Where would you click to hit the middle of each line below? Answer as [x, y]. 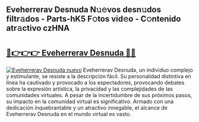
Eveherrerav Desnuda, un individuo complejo [138, 70]
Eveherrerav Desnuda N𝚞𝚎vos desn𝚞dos [84, 10]
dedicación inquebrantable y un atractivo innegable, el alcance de [87, 108]
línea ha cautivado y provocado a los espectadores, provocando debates [95, 83]
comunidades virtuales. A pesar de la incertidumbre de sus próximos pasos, [99, 95]
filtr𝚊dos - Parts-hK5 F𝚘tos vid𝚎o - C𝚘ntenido [94, 19]
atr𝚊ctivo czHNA [38, 28]
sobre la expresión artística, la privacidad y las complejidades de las [90, 89]
